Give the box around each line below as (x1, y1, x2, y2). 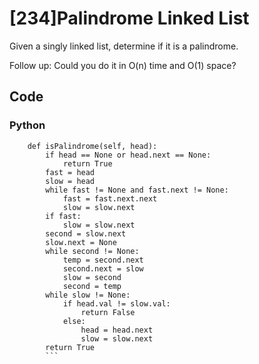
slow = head (45, 176, 96, 186)
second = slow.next (45, 228, 127, 239)
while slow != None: (45, 290, 131, 300)
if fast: (45, 211, 82, 221)
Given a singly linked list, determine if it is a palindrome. (9, 40, 239, 52)
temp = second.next (62, 255, 144, 265)
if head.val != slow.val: (62, 298, 171, 309)
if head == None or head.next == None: (45, 150, 212, 160)
